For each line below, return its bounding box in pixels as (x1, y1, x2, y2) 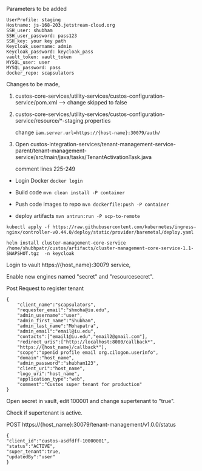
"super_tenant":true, (6, 449, 61, 455)
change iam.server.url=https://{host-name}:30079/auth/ (15, 129, 161, 136)
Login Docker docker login (15, 177, 83, 184)
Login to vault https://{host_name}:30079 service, (6, 261, 131, 268)
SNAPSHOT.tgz (6, 251, 39, 257)
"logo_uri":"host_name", (17, 371, 80, 377)
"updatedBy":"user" (6, 454, 56, 460)
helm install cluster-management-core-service (6, 240, 126, 246)
